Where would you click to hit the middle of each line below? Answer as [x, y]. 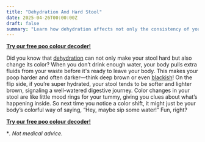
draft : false [23, 23]
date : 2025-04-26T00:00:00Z [42, 18]
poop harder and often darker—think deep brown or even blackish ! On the [99, 77]
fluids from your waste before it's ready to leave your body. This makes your [102, 71]
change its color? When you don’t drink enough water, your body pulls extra [102, 65]
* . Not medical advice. [34, 133]
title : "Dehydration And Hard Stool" [54, 12]
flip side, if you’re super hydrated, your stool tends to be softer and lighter [99, 84]
